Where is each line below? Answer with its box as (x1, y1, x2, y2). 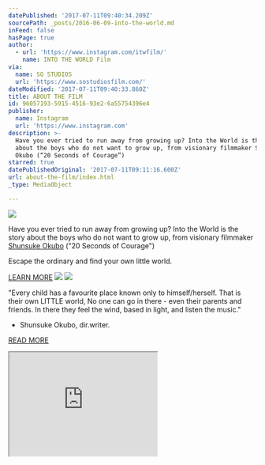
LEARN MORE (8, 272, 54, 282)
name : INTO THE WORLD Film (22, 56, 111, 64)
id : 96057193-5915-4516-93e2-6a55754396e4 (8, 100, 150, 108)
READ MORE (8, 335, 49, 345)
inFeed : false (8, 26, 55, 34)
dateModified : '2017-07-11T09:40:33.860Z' (8, 85, 150, 93)
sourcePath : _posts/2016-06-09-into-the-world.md (8, 19, 175, 27)
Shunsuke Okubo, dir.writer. (19, 319, 110, 329)
